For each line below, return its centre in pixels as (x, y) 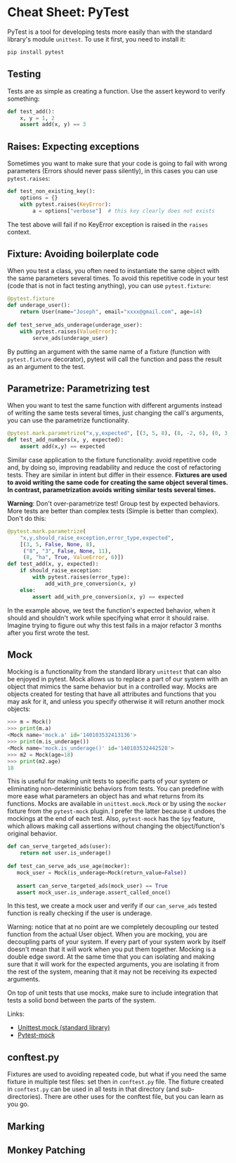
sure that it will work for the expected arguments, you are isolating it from (113, 964)
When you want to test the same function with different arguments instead (115, 406)
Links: (16, 1014)
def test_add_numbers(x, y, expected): (66, 440)
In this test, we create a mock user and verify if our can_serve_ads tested (112, 906)
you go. (18, 1104)
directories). (25, 1097)
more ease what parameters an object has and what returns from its (106, 796)
